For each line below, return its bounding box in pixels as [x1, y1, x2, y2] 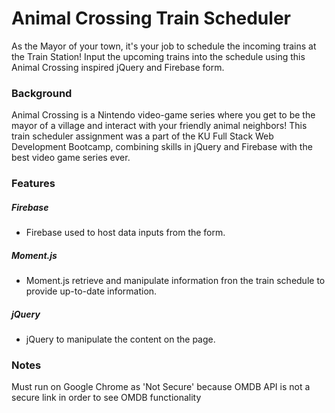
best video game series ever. [11, 152, 131, 164]
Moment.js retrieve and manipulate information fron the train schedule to [25, 275, 326, 287]
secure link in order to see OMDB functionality [11, 392, 202, 404]
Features [11, 177, 56, 191]
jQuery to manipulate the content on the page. [25, 333, 216, 346]
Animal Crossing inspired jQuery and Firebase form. [11, 61, 225, 73]
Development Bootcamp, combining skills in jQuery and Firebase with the [11, 141, 313, 153]
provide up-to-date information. [25, 285, 158, 297]
